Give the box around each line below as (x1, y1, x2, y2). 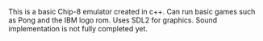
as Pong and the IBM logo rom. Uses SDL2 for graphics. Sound (8, 15, 218, 25)
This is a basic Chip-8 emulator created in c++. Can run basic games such (8, 7, 256, 16)
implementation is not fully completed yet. (8, 24, 148, 33)
